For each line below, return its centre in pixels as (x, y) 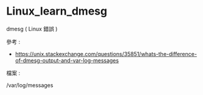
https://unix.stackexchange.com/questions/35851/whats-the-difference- (106, 54)
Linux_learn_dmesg (57, 11)
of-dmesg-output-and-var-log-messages (67, 60)
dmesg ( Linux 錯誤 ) (32, 29)
